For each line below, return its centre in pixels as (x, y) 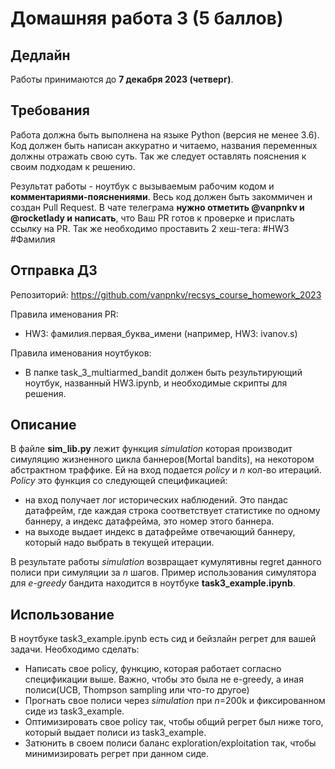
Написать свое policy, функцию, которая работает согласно (153, 669)
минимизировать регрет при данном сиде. (117, 754)
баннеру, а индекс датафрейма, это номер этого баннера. (149, 521)
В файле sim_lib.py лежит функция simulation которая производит (151, 449)
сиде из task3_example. (74, 711)
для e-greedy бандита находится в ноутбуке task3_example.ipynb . (153, 583)
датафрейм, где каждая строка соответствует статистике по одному (172, 511)
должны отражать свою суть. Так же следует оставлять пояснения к (158, 156)
